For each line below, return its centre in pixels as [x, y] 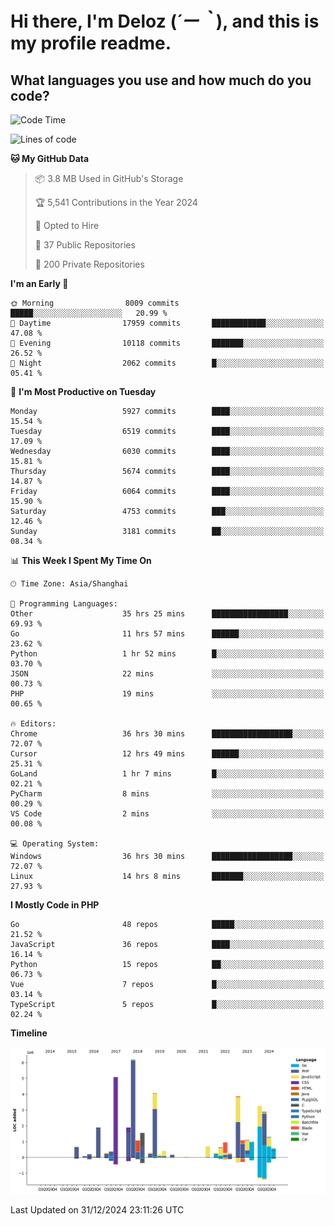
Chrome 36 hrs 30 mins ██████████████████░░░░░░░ [167, 734]
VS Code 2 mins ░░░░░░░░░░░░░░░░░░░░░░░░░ [167, 814]
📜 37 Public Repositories [85, 245]
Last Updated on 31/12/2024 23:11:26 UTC [97, 1210]
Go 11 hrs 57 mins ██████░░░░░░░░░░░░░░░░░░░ [167, 634]
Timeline [29, 1033]
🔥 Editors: [33, 724]
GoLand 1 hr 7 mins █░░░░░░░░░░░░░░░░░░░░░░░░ [167, 774]
